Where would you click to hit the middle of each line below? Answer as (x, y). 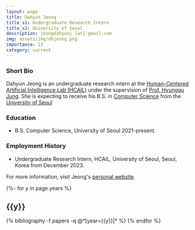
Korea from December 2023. (49, 165)
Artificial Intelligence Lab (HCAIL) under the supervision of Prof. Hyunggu (95, 90)
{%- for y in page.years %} (39, 188)
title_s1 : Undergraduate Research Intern (58, 22)
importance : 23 (25, 45)
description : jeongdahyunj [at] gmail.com (59, 34)
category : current (29, 50)
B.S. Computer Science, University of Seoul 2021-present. (85, 131)
